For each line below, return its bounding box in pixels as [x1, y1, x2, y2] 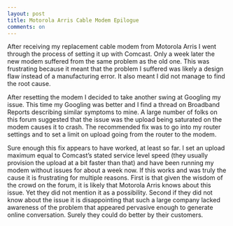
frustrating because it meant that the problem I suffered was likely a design [7, 64, 224, 73]
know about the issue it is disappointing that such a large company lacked [7, 196, 220, 204]
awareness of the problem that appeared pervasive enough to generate [7, 204, 213, 212]
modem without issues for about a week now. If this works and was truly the [7, 166, 227, 175]
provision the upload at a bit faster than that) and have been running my [7, 159, 215, 167]
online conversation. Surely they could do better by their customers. [7, 211, 204, 219]
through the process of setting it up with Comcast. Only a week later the [7, 50, 216, 58]
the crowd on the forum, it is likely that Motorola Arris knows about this [7, 181, 211, 190]
